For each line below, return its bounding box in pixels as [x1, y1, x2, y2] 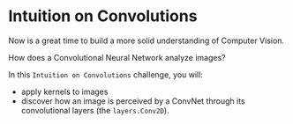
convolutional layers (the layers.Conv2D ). [20, 105, 169, 115]
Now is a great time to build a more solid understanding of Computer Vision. [8, 35, 284, 46]
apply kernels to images [20, 86, 109, 97]
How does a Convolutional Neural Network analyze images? [8, 52, 226, 62]
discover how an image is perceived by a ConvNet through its [20, 95, 245, 106]
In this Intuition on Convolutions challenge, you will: [8, 69, 204, 80]
